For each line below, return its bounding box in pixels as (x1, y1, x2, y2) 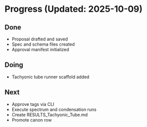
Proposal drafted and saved (11, 36, 68, 42)
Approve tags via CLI (11, 101, 55, 107)
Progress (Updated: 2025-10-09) (4, 3, 143, 15)
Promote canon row (11, 117, 52, 123)
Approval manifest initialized (11, 47, 69, 52)
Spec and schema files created (11, 41, 75, 47)
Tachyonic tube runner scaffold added (11, 74, 89, 80)
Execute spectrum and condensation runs (11, 106, 97, 112)
